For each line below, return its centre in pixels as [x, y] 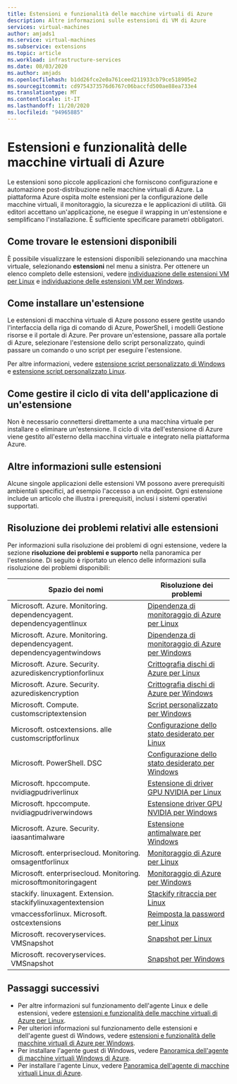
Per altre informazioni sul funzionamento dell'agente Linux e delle [113, 1005]
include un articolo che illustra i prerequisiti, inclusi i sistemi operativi [107, 498]
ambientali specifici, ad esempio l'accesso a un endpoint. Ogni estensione [115, 491]
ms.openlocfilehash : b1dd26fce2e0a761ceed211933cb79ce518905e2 [102, 79]
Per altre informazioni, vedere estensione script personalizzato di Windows [116, 364]
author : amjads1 [31, 34]
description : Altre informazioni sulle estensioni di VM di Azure [107, 20]
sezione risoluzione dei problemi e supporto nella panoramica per [104, 552]
